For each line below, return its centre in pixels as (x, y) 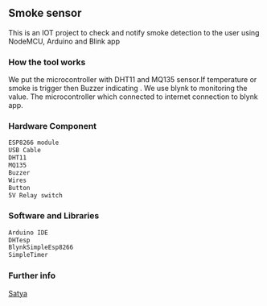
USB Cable (25, 151)
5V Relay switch (35, 195)
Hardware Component (53, 126)
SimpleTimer (28, 255)
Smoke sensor (45, 13)
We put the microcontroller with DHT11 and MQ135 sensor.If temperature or (133, 80)
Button (19, 188)
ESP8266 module (34, 143)
